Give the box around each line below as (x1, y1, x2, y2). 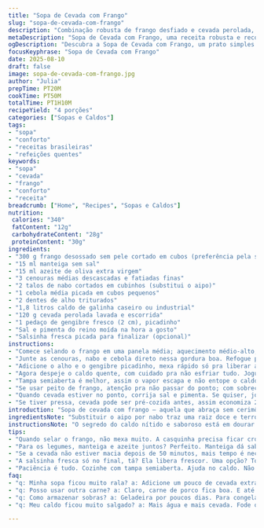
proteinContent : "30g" (11, 238, 86, 246)
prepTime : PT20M (8, 84, 61, 93)
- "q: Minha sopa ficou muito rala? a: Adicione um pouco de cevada (8, 478, 237, 487)
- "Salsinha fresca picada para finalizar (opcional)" (8, 333, 192, 341)
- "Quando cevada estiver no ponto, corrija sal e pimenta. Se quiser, (8, 391, 247, 399)
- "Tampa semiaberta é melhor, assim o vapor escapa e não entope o (8, 376, 237, 385)
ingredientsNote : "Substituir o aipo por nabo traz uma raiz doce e (8, 413, 237, 421)
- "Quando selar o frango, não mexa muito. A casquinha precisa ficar (8, 435, 244, 443)
